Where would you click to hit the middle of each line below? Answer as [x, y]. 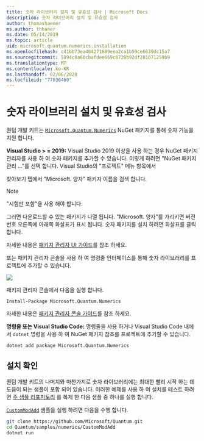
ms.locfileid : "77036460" [39, 80]
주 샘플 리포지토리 [34, 396]
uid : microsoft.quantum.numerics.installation [66, 46]
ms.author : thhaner [31, 29]
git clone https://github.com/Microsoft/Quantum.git [75, 421]
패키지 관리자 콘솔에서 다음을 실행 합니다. [55, 290]
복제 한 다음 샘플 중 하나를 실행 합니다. [108, 396]
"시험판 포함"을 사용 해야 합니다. [45, 204]
